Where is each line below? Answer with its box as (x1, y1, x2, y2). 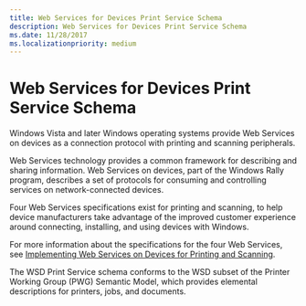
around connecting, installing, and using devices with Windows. (9, 221, 249, 233)
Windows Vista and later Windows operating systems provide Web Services (9, 128, 295, 139)
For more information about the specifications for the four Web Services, (9, 239, 283, 250)
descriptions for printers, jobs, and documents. (9, 286, 186, 297)
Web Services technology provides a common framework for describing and (9, 155, 298, 166)
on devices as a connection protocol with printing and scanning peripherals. (9, 138, 296, 149)
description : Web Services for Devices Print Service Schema (9, 22, 248, 31)
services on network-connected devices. (9, 185, 164, 195)
